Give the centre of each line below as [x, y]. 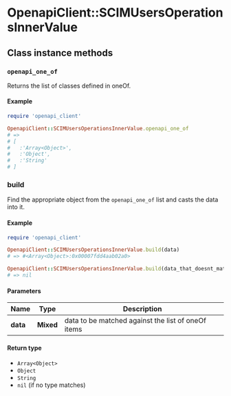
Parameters [24, 290]
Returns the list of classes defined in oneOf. [69, 86]
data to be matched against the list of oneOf [135, 321]
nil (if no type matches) [51, 385]
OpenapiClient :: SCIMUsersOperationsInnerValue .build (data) [93, 250]
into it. [16, 207]
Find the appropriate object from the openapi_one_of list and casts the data [113, 200]
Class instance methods [60, 53]
